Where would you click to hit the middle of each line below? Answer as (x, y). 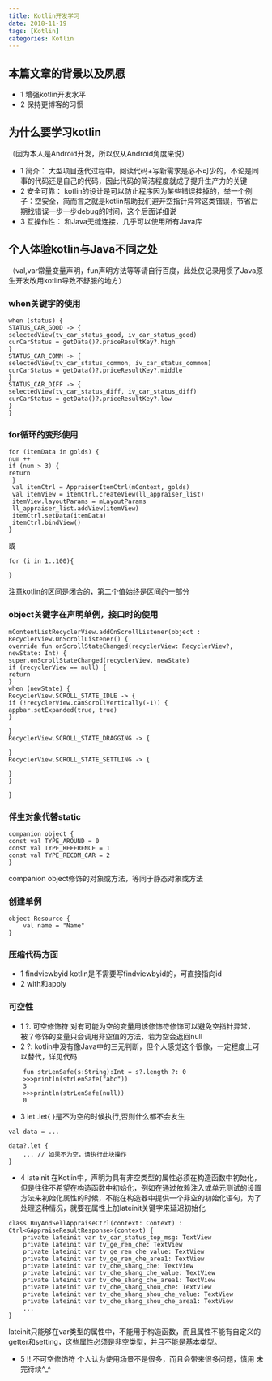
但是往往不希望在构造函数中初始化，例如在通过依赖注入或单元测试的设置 (140, 1187)
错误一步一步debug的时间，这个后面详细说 (105, 211)
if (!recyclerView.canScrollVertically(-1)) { (88, 703)
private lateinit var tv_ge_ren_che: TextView (103, 1244)
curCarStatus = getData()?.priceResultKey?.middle (96, 370)
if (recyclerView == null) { (57, 667)
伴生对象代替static (45, 816)
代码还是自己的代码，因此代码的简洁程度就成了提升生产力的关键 (141, 181)
